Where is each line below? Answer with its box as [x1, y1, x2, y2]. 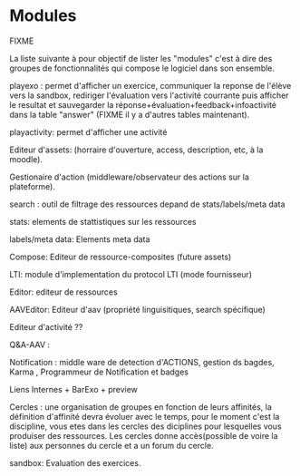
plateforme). [9, 180, 56, 191]
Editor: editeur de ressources [9, 287, 118, 297]
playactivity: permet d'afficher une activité [9, 126, 168, 137]
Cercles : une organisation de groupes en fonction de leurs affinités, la [9, 401, 272, 413]
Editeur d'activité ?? [9, 321, 83, 332]
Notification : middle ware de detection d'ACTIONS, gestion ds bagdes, [9, 356, 275, 367]
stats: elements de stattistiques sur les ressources [9, 216, 197, 227]
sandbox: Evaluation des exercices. [9, 457, 141, 468]
